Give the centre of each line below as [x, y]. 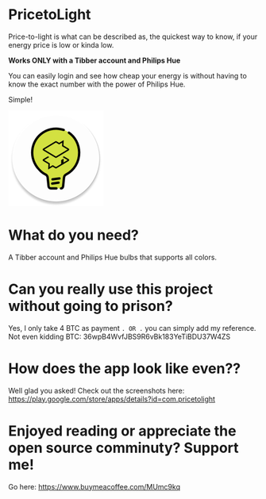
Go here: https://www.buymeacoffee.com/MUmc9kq [94, 486]
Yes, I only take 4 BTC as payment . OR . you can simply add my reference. [132, 328]
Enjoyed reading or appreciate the [122, 431]
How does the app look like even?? [125, 368]
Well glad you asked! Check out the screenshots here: [96, 390]
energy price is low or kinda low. [61, 44]
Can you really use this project [111, 289]
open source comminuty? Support [124, 448]
